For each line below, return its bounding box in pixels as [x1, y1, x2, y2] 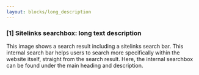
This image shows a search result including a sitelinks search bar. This [6, 42, 184, 50]
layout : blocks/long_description [6, 8, 92, 15]
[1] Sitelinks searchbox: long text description [6, 28, 142, 37]
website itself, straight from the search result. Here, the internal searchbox [6, 55, 194, 62]
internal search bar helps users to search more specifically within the [6, 49, 180, 56]
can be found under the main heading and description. [6, 62, 143, 69]
